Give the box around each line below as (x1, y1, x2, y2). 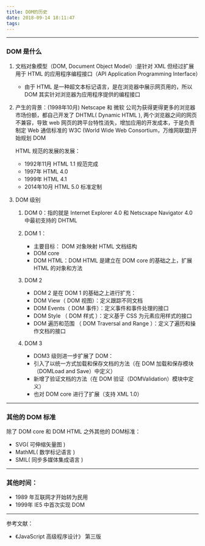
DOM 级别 (15, 196, 41, 203)
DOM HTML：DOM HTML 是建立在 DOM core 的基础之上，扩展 (33, 257, 192, 264)
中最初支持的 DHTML (24, 216, 77, 224)
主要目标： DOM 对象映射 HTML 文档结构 (33, 242, 137, 250)
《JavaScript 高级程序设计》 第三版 (15, 533, 102, 541)
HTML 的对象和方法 (33, 264, 83, 272)
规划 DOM (20, 134, 46, 141)
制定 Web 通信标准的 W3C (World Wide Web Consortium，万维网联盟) (15, 126, 192, 134)
